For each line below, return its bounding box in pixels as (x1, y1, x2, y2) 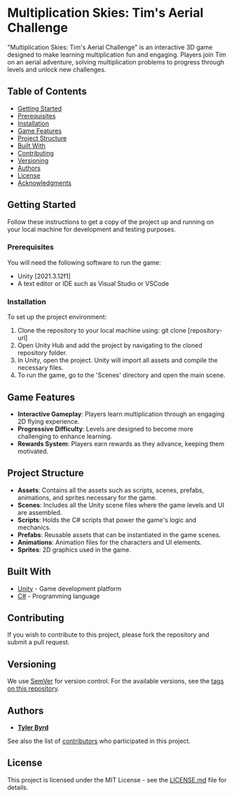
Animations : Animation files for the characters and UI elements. (17, 538, 202, 546)
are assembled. (17, 508, 62, 516)
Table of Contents (7, 85, 88, 97)
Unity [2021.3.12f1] (17, 272, 71, 280)
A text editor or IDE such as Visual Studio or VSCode (17, 279, 170, 288)
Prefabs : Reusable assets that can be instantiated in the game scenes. (17, 530, 221, 539)
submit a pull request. (7, 638, 70, 646)
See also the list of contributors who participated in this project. (7, 737, 191, 745)
